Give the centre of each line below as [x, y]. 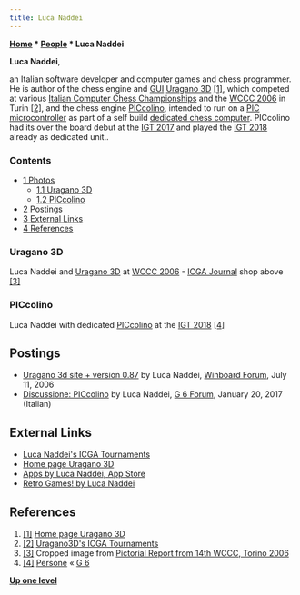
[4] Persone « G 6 [56, 562]
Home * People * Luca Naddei [67, 44]
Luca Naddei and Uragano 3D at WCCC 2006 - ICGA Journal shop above [146, 272]
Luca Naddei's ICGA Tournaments [86, 454]
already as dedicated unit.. [59, 136]
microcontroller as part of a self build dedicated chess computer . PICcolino [150, 117]
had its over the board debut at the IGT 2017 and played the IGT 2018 [139, 127]
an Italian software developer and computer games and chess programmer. [150, 79]
